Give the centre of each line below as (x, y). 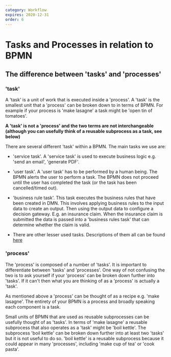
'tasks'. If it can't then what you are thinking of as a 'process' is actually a (82, 281)
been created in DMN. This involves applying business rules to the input (88, 203)
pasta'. (12, 349)
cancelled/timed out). (35, 188)
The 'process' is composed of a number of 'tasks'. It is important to (76, 264)
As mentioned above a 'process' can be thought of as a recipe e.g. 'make (82, 296)
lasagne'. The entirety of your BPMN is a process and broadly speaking (80, 301)
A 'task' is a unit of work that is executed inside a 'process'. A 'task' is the (82, 100)
